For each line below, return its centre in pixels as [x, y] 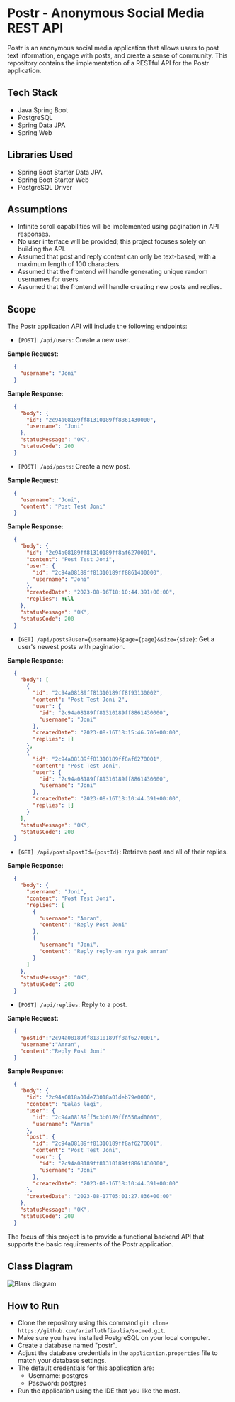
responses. [34, 234]
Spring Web [35, 132]
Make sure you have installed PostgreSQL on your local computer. [114, 1338]
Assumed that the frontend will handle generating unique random [113, 272]
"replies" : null [50, 599]
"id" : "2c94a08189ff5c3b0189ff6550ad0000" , [98, 1117]
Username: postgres [58, 1376]
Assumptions [38, 209]
